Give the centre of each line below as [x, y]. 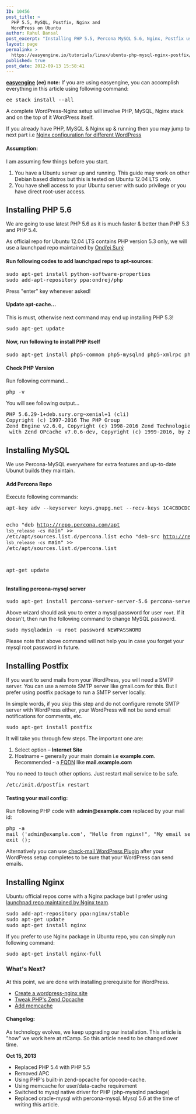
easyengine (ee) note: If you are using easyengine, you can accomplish [93, 83]
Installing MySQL [38, 450]
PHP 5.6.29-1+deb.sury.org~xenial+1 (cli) [68, 414]
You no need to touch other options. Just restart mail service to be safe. [92, 774]
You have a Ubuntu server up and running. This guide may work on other [102, 173]
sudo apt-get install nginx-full [54, 954]
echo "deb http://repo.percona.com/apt [63, 525]
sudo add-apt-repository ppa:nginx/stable [68, 914]
